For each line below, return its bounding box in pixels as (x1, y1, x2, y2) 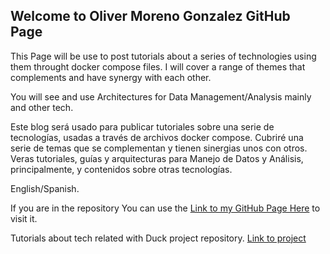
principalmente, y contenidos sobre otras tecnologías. (10, 163, 233, 175)
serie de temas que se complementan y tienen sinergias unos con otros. (10, 142, 308, 154)
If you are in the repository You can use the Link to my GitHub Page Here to (10, 202, 321, 214)
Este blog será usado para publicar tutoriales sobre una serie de (10, 120, 275, 133)
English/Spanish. (10, 182, 80, 194)
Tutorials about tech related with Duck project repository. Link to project (10, 232, 307, 244)
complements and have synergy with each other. (10, 71, 212, 83)
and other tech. (10, 101, 74, 113)
